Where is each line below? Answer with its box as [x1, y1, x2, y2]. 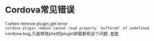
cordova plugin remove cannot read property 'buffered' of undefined [5, 26, 150, 30]
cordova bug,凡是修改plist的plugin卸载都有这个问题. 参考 [5, 30, 119, 36]
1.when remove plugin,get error [5, 20, 68, 27]
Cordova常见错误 [5, 4, 75, 15]
